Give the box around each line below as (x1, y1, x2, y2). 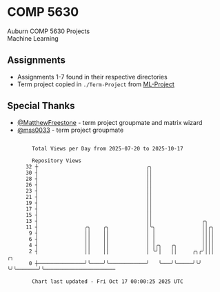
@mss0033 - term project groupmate (17, 126, 124, 134)
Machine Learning (7, 34, 59, 42)
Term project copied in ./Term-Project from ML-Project (17, 80, 174, 88)
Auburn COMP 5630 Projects (7, 27, 90, 35)
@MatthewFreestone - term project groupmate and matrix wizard (17, 118, 203, 126)
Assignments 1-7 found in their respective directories (17, 72, 168, 81)
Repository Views (32, 157, 81, 164)
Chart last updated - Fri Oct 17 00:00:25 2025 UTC (32, 278, 184, 285)
